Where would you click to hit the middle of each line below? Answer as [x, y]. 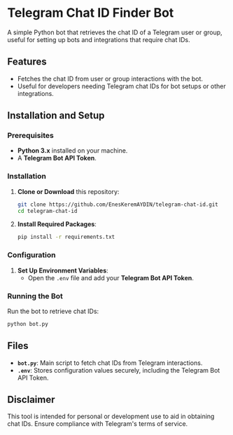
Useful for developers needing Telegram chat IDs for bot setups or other [121, 86]
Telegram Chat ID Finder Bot [91, 13]
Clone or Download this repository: [68, 191]
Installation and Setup [56, 116]
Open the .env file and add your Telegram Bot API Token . [111, 277]
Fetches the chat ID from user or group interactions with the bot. [110, 78]
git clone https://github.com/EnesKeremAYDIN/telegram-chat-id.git [118, 205]
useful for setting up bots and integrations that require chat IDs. [99, 39]
